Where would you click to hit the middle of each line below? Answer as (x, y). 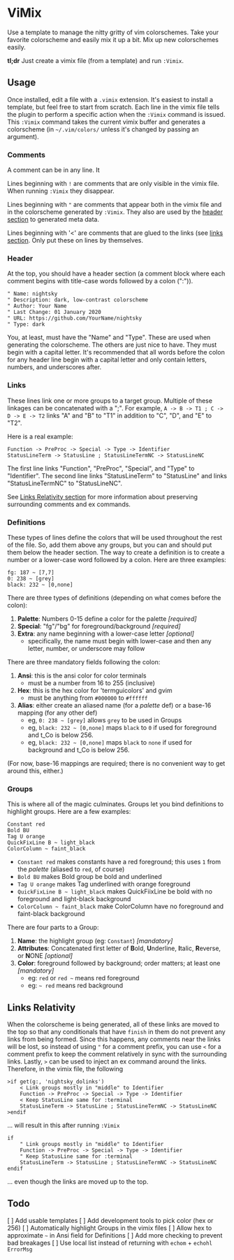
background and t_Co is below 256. (79, 750)
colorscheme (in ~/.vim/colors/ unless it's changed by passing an (103, 129)
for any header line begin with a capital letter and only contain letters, (107, 360)
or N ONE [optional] (45, 956)
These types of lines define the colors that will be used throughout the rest (115, 537)
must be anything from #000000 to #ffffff (88, 698)
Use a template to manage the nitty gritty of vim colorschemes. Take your (113, 32)
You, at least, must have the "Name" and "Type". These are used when (109, 338)
